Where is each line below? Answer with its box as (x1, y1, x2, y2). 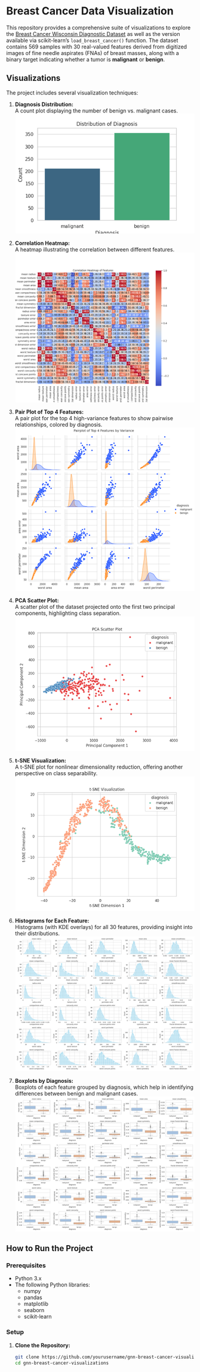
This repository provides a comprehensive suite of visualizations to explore (6, 24, 191, 31)
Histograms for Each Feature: (14, 917, 90, 924)
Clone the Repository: (14, 1341, 70, 1349)
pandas (23, 1294, 43, 1301)
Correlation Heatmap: (14, 239, 70, 247)
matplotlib (23, 1300, 49, 1307)
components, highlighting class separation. (14, 609, 121, 617)
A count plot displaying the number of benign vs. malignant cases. (14, 107, 178, 114)
